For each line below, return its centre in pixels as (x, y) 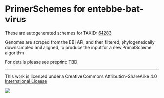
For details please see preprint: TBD (41, 62)
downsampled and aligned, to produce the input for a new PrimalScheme (79, 47)
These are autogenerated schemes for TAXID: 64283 (58, 33)
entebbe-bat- (116, 9)
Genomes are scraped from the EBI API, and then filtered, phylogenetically (80, 42)
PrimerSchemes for (45, 9)
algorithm (15, 53)
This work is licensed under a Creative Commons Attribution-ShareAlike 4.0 (81, 76)
